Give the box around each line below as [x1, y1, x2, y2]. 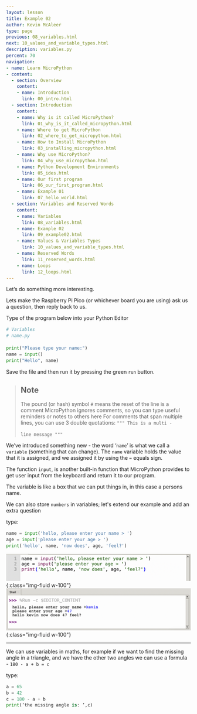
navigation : [6, 59, 35, 64]
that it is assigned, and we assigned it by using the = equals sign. [6, 455, 163, 462]
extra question [6, 507, 41, 514]
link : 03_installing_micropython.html [21, 145, 117, 152]
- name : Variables [16, 213, 62, 219]
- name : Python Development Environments [16, 164, 119, 170]
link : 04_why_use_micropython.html [21, 158, 109, 163]
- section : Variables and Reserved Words [11, 201, 114, 207]
